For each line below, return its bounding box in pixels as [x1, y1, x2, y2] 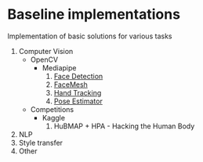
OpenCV [30, 55, 59, 64]
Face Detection [53, 71, 103, 81]
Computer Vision [18, 46, 74, 56]
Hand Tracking [53, 88, 102, 97]
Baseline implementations [7, 5, 181, 23]
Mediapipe [42, 63, 77, 72]
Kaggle [42, 113, 66, 122]
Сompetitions [30, 104, 74, 114]
